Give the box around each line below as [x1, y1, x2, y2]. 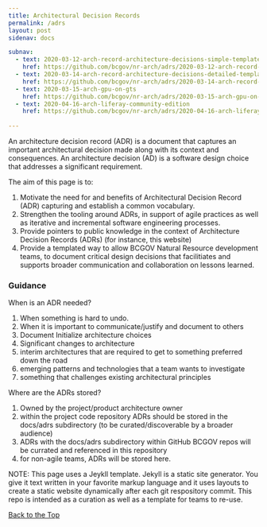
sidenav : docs [8, 33, 56, 42]
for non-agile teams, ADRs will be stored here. [19, 454, 172, 463]
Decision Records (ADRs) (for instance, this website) [19, 235, 192, 244]
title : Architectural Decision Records [8, 11, 141, 20]
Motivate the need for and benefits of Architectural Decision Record [19, 192, 242, 202]
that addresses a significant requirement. [8, 162, 143, 171]
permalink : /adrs [8, 19, 66, 27]
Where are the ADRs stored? [8, 388, 102, 397]
